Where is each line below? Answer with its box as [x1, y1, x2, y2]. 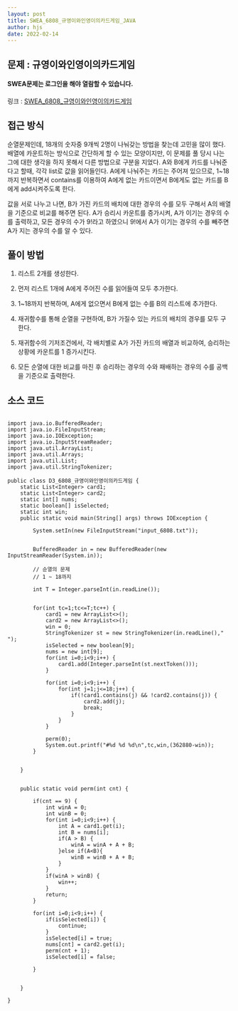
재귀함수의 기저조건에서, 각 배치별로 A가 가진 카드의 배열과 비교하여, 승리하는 [17, 339, 231, 347]
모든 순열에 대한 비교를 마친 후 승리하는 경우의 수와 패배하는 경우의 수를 [17, 362, 215, 371]
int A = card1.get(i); [58, 823, 126, 830]
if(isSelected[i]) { [45, 916, 107, 923]
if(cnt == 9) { [33, 798, 78, 805]
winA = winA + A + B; [70, 842, 135, 849]
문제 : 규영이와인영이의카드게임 [7, 58, 136, 70]
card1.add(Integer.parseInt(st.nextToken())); [58, 661, 199, 668]
